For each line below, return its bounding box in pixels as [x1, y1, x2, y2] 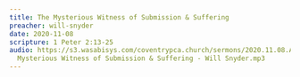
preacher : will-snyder [9, 21, 94, 30]
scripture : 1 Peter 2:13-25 [9, 37, 114, 47]
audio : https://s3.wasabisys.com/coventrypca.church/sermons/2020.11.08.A [9, 46, 294, 55]
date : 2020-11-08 [9, 29, 74, 38]
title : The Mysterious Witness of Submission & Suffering [9, 12, 229, 22]
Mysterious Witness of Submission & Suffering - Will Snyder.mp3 [17, 54, 266, 63]
